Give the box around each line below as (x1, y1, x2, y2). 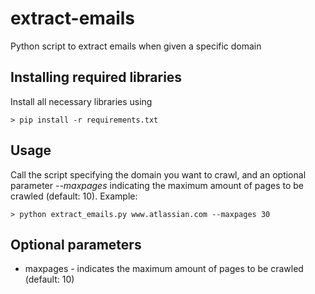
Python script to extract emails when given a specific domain (10, 40, 262, 52)
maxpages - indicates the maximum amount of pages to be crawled (24, 263, 304, 275)
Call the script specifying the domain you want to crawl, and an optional (10, 168, 307, 181)
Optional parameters (10, 236, 142, 253)
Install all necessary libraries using (10, 95, 153, 107)
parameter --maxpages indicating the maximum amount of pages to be (10, 179, 305, 191)
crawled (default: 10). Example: (10, 190, 138, 202)
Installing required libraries (10, 69, 183, 86)
